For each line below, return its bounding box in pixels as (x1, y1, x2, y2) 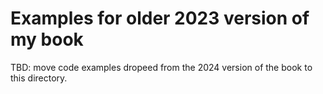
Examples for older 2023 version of (10, 7, 310, 30)
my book (10, 28, 84, 51)
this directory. (10, 72, 68, 84)
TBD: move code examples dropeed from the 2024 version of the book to (10, 61, 313, 73)
